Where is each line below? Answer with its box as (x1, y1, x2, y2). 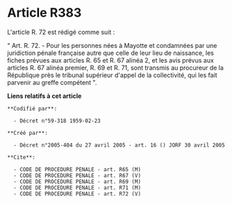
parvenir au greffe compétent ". (7, 78, 97, 86)
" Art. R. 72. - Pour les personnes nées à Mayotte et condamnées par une (7, 41, 217, 49)
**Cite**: (7, 154, 36, 161)
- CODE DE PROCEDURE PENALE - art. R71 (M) (13, 184, 141, 191)
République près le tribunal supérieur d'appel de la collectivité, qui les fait (7, 71, 217, 79)
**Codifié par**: (7, 105, 58, 112)
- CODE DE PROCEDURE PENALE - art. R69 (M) (13, 178, 141, 185)
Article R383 (7, 5, 82, 21)
